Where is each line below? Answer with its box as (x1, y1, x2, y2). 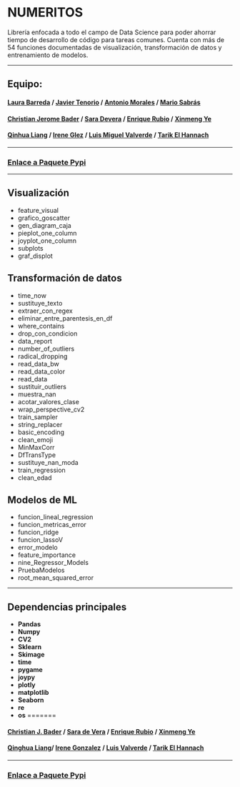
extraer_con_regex (17, 306, 73, 315)
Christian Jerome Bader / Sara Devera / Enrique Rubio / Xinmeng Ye (7, 114, 212, 123)
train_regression (17, 466, 66, 474)
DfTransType (17, 451, 56, 459)
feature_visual (17, 206, 59, 214)
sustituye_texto (17, 299, 63, 307)
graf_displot (17, 251, 54, 260)
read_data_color (17, 367, 66, 376)
